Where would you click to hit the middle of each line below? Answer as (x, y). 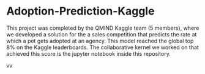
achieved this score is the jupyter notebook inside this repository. (89, 53)
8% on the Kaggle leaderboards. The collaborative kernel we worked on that (102, 47)
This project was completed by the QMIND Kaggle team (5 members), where (103, 28)
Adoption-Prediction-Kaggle (80, 11)
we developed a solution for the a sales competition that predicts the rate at (102, 34)
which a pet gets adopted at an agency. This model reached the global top (100, 41)
